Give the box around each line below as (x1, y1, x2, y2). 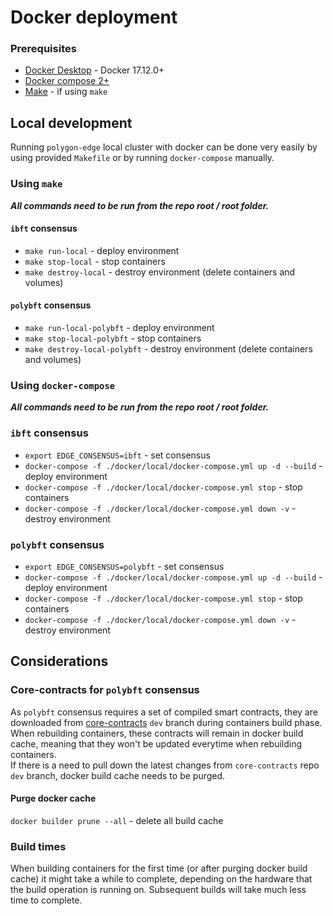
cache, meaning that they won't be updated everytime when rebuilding (10, 737, 303, 750)
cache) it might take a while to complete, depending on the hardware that (10, 873, 313, 885)
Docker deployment (10, 6, 178, 29)
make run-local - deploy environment (24, 244, 180, 256)
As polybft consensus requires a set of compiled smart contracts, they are (10, 706, 318, 718)
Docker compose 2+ (24, 75, 110, 87)
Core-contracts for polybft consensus (10, 683, 200, 697)
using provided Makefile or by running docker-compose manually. (10, 152, 275, 164)
